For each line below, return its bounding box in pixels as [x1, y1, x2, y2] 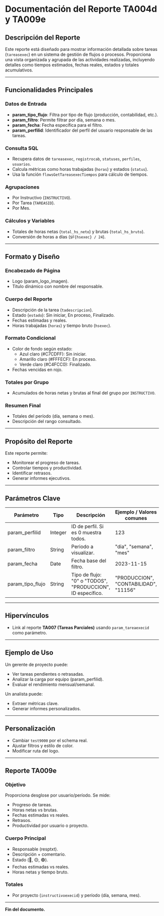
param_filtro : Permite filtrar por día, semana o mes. [12, 117, 116, 123]
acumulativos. [5, 67, 33, 73]
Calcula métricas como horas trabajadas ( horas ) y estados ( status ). [12, 166, 148, 172]
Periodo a [71, 543, 94, 550]
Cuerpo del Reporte [5, 296, 53, 303]
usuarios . [12, 161, 32, 167]
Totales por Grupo [5, 378, 49, 385]
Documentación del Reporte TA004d [5, 3, 157, 15]
